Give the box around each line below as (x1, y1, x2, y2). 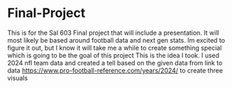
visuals (7, 73, 28, 82)
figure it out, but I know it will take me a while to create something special (7, 43, 222, 52)
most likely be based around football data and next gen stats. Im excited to (7, 35, 226, 44)
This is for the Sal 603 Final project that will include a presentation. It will (7, 28, 219, 37)
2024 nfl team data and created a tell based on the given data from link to (7, 58, 223, 67)
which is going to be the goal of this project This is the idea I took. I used (7, 51, 220, 60)
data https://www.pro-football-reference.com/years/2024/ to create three (7, 66, 223, 75)
